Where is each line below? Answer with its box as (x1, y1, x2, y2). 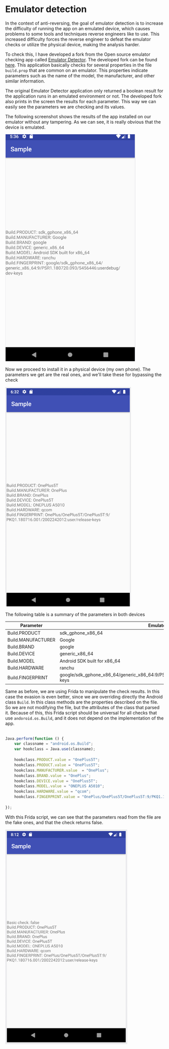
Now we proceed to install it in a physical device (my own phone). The (5, 366, 151, 372)
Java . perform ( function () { (5, 736, 64, 741)
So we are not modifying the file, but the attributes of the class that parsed (5, 704, 160, 710)
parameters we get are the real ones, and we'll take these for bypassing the (5, 371, 162, 378)
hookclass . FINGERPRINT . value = (14, 795, 80, 800)
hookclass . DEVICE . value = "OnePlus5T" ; (14, 778, 98, 783)
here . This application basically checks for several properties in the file (5, 62, 152, 68)
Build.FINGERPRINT (7, 674, 48, 680)
